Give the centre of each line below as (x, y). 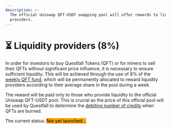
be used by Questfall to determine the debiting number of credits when (80, 106)
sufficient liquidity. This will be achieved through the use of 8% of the (78, 74)
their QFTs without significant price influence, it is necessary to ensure (79, 69)
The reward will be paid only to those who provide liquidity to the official (81, 95)
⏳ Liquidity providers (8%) (62, 46)
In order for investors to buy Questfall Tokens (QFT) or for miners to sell (80, 63)
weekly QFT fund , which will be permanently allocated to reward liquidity (82, 80)
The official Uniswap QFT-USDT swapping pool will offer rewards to (84, 15)
